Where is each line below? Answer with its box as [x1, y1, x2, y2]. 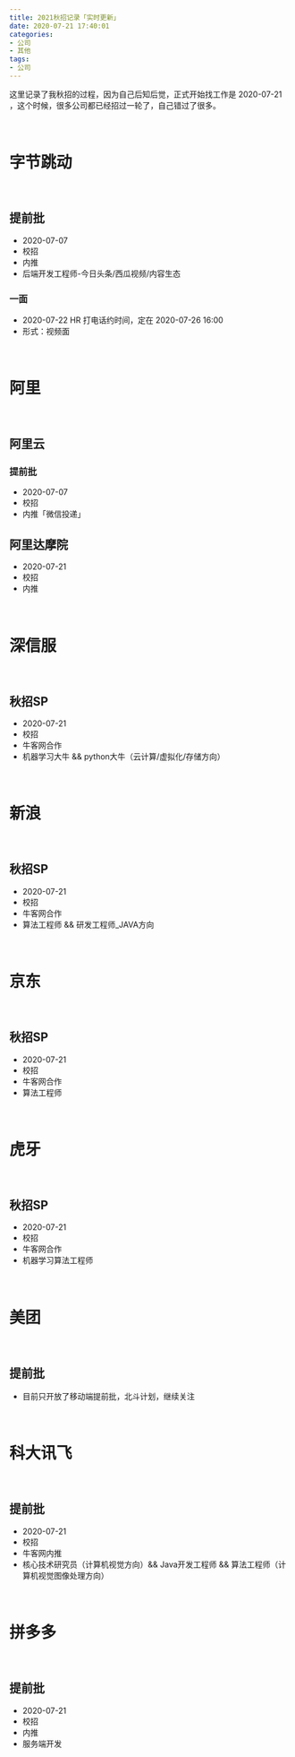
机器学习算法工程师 [21, 1255, 94, 1266]
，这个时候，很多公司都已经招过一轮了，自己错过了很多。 [9, 100, 221, 110]
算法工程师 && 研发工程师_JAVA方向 [21, 919, 155, 930]
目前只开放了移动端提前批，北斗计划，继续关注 [21, 1391, 195, 1402]
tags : [9, 55, 29, 64]
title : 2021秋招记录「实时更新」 [9, 13, 121, 22]
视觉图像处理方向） [38, 1570, 109, 1580]
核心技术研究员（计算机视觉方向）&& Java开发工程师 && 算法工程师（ [21, 1559, 279, 1570]
